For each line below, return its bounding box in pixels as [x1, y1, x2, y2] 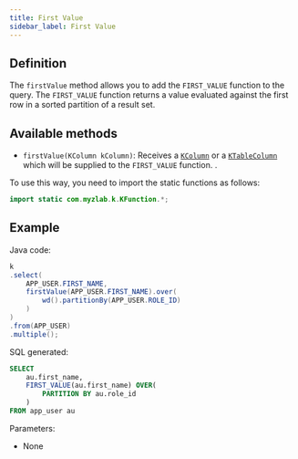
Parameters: [9, 422, 56, 433]
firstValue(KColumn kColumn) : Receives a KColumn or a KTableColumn [22, 150, 278, 161]
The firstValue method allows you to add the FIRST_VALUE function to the [9, 79, 285, 91]
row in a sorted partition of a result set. [9, 99, 156, 110]
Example [9, 220, 60, 235]
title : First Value [9, 13, 84, 23]
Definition [9, 56, 67, 71]
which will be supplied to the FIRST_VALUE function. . [22, 160, 218, 171]
